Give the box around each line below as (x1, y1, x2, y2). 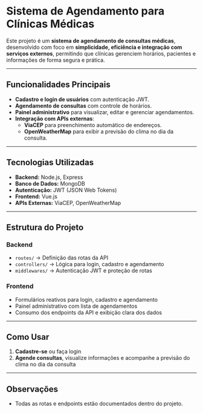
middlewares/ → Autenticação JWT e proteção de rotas (14, 267, 152, 275)
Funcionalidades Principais (6, 80, 111, 90)
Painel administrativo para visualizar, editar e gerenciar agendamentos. (14, 108, 195, 115)
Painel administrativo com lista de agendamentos (14, 302, 138, 310)
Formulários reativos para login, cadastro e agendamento (14, 296, 158, 303)
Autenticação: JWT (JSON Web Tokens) (14, 186, 117, 193)
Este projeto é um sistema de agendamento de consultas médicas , (6, 37, 176, 44)
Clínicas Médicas (6, 17, 95, 31)
